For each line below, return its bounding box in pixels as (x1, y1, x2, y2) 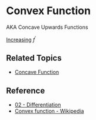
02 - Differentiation (14, 101, 61, 108)
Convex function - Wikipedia (14, 108, 84, 115)
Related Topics (6, 53, 62, 63)
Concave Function (14, 69, 59, 76)
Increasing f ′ (6, 35, 37, 43)
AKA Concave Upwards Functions (6, 24, 88, 31)
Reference (6, 85, 45, 95)
